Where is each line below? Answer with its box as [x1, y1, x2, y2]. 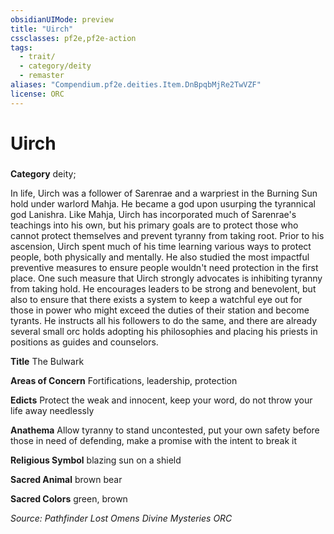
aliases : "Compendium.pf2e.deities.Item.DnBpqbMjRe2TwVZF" [10, 80, 262, 90]
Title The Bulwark [10, 355, 85, 367]
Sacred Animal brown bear [10, 473, 123, 485]
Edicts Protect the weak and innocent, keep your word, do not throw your [10, 394, 313, 406]
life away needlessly [10, 404, 95, 416]
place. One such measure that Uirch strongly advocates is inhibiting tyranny [10, 272, 323, 284]
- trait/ [19, 52, 56, 62]
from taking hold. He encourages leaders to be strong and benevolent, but [10, 282, 317, 295]
